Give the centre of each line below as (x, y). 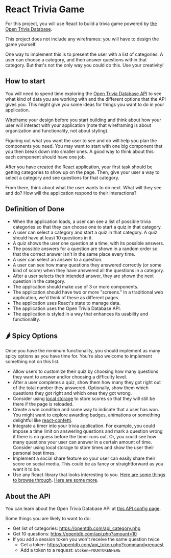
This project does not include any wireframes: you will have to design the (82, 39)
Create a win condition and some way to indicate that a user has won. (86, 410)
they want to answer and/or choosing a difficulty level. (70, 377)
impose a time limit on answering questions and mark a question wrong (88, 431)
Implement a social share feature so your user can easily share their (84, 458)
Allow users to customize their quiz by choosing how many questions (86, 371)
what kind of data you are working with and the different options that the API (86, 99)
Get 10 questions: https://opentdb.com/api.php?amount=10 (75, 534)
